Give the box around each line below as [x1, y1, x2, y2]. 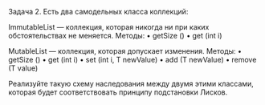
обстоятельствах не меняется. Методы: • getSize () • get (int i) [8, 31, 222, 40]
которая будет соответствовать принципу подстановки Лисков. [8, 87, 228, 97]
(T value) [8, 63, 39, 73]
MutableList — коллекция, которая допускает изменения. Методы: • [8, 46, 243, 55]
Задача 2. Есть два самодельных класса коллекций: [8, 7, 189, 16]
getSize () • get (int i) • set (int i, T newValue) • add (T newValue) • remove [8, 55, 257, 64]
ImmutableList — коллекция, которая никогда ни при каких [8, 22, 210, 31]
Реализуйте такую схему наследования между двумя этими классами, [8, 79, 255, 88]
